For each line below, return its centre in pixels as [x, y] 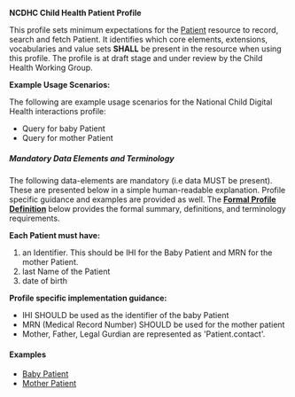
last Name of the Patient [66, 271]
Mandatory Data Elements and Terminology [92, 158]
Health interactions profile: [58, 111]
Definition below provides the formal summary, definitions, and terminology [147, 208]
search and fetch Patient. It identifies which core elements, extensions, [139, 39]
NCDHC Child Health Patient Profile [75, 13]
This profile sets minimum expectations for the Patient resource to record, [144, 30]
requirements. [35, 218]
